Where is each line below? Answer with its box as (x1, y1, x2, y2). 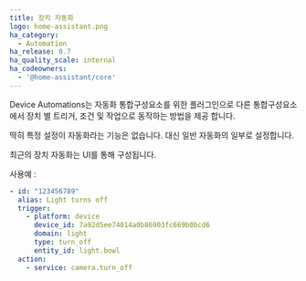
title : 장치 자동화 (9, 13, 74, 23)
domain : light (33, 229, 89, 238)
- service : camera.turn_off (26, 263, 132, 272)
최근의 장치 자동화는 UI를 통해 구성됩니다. (9, 149, 157, 160)
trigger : (17, 203, 51, 213)
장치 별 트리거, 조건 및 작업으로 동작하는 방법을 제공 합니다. (26, 110, 236, 121)
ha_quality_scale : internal (9, 56, 117, 65)
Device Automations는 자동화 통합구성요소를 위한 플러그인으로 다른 (9, 99, 251, 109)
